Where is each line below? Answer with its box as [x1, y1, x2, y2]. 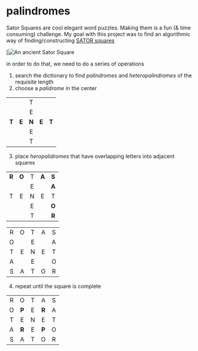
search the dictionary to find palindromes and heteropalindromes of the [14, 72, 192, 79]
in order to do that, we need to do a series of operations [6, 60, 145, 67]
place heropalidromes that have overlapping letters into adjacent [14, 152, 175, 160]
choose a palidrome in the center [14, 84, 97, 91]
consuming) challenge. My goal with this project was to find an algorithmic [6, 30, 191, 37]
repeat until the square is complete [14, 282, 101, 290]
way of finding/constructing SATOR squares [6, 37, 115, 44]
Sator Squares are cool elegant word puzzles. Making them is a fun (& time [6, 24, 191, 31]
